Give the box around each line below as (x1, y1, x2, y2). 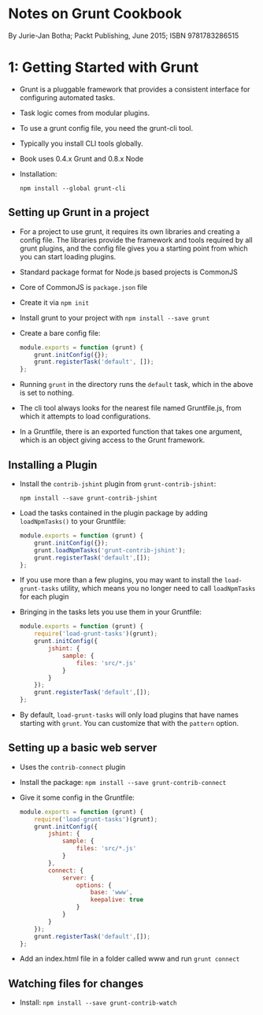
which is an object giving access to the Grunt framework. (19, 435, 206, 445)
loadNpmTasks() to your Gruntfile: (19, 517, 126, 526)
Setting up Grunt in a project (8, 206, 150, 219)
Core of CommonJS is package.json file (19, 282, 148, 292)
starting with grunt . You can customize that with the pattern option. (19, 719, 239, 727)
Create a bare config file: (19, 328, 101, 337)
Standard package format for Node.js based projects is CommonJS (19, 267, 238, 277)
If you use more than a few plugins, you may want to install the (19, 575, 223, 585)
